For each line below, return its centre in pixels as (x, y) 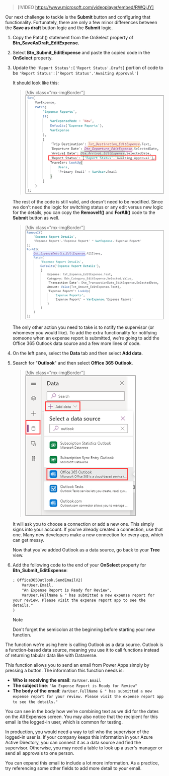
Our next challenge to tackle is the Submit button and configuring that (78, 17)
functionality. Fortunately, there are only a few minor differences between (81, 22)
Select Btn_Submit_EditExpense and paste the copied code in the (81, 53)
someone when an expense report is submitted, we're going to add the (86, 338)
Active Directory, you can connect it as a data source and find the (73, 742)
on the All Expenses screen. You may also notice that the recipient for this (82, 717)
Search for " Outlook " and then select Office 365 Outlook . (73, 363)
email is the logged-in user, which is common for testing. (64, 722)
